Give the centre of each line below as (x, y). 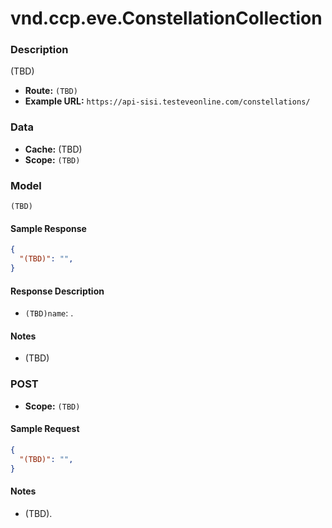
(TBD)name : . (49, 313)
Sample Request (45, 429)
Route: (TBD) (51, 91)
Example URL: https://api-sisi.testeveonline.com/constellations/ (167, 101)
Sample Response (48, 228)
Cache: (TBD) (53, 149)
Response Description (57, 291)
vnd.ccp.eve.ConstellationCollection (166, 18)
